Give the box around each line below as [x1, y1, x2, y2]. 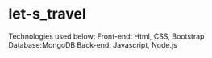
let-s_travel [8, 5, 86, 23]
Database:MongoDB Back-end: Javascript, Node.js [8, 39, 177, 49]
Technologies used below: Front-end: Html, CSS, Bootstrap [8, 31, 205, 41]
